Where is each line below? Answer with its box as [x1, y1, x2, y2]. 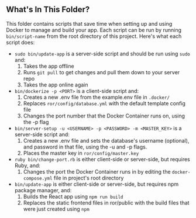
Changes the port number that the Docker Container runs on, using [23, 112, 185, 119]
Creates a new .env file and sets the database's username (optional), [23, 137, 190, 144]
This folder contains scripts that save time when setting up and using [6, 20, 173, 27]
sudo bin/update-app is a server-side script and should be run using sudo [14, 50, 190, 57]
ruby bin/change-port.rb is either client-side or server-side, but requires [14, 155, 190, 162]
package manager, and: [14, 186, 72, 193]
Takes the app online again [23, 81, 89, 88]
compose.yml [23, 175, 53, 181]
